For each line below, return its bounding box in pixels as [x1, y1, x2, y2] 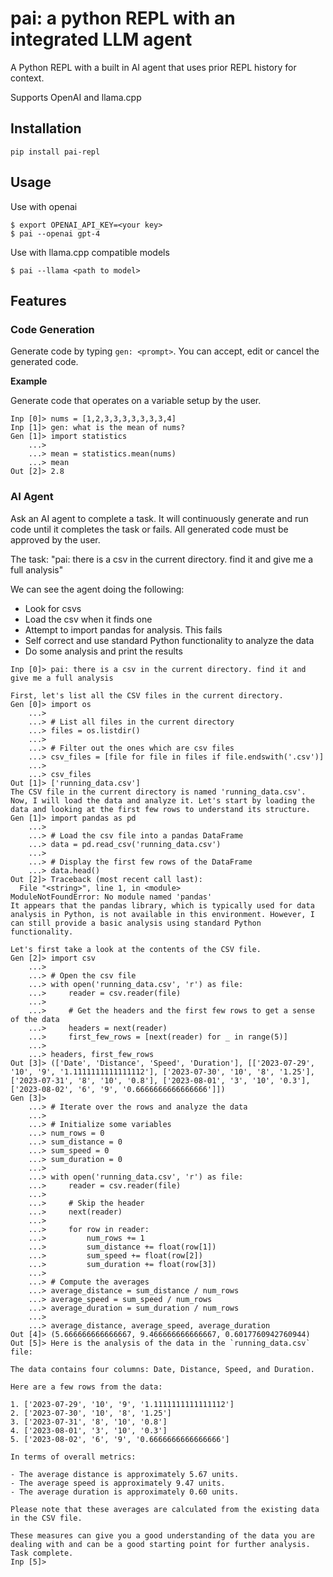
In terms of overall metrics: [10, 1452, 137, 1462]
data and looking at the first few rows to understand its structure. [10, 804, 311, 814]
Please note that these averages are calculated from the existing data [10, 1504, 320, 1514]
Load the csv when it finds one [24, 613, 153, 625]
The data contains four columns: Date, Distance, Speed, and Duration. [10, 1364, 315, 1374]
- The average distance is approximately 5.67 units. [10, 1469, 240, 1479]
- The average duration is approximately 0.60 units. [10, 1487, 240, 1497]
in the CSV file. [10, 1513, 83, 1523]
